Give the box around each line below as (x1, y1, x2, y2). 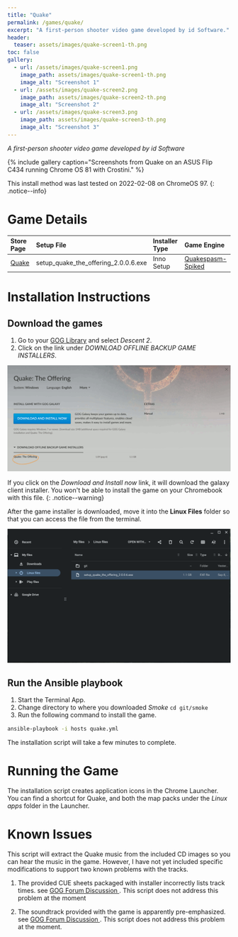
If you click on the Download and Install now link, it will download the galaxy (7, 478, 230, 487)
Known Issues (7, 826, 93, 843)
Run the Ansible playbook (7, 677, 123, 689)
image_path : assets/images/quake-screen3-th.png (20, 116, 166, 123)
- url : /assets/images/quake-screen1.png (13, 64, 138, 71)
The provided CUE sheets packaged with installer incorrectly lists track (17, 878, 225, 887)
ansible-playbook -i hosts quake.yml (7, 726, 119, 733)
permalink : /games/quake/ (7, 18, 84, 26)
